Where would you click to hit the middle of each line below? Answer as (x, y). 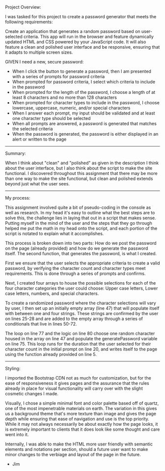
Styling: (13, 368)
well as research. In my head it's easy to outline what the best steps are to (80, 213)
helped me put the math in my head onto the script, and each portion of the (81, 228)
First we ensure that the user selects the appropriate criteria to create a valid (82, 263)
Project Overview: (23, 7)
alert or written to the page (39, 139)
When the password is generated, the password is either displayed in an (85, 134)
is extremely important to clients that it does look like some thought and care (82, 429)
